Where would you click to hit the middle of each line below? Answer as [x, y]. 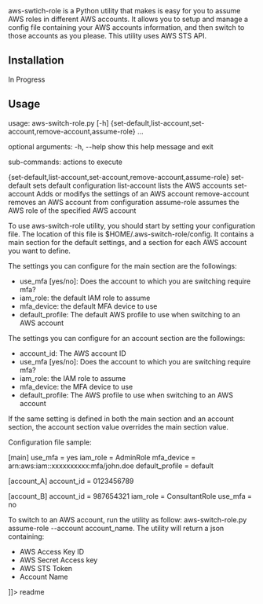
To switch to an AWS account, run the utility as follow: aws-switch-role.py [128, 519]
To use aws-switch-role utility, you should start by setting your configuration [132, 225]
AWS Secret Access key [58, 560]
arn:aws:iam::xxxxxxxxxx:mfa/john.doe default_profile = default [111, 466]
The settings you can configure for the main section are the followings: [122, 265]
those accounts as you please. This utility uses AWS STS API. [108, 36]
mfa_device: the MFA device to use [76, 386]
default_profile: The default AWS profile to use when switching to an [130, 314]
